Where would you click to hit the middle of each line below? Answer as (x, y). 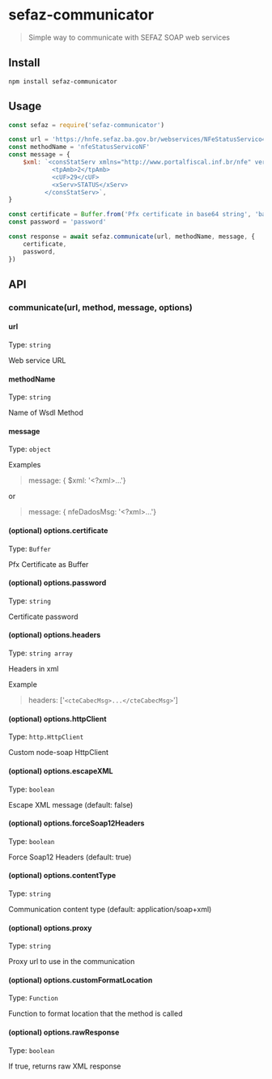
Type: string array (40, 653)
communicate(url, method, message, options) (100, 307)
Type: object (30, 449)
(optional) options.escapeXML (61, 770)
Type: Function (34, 998)
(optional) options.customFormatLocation (81, 980)
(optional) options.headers (55, 635)
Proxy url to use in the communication (72, 962)
